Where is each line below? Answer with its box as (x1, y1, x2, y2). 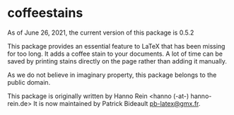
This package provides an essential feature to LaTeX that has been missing (7, 42, 226, 50)
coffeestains (7, 5, 83, 21)
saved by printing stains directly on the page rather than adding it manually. (7, 56, 228, 65)
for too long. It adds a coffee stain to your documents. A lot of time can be (7, 49, 223, 58)
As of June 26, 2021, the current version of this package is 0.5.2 (7, 28, 194, 37)
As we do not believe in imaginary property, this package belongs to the (7, 71, 217, 79)
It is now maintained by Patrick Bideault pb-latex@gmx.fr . (33, 99, 201, 107)
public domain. (7, 78, 51, 86)
